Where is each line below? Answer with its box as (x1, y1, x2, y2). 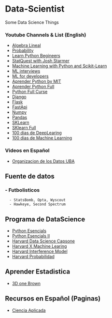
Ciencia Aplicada (12, 307, 46, 313)
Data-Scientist (5, 3, 65, 15)
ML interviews (12, 68, 41, 74)
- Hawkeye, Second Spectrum (9, 202, 66, 207)
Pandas (12, 115, 28, 121)
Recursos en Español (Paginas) (5, 294, 101, 303)
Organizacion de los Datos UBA (12, 158, 75, 164)
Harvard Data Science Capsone (12, 238, 75, 244)
